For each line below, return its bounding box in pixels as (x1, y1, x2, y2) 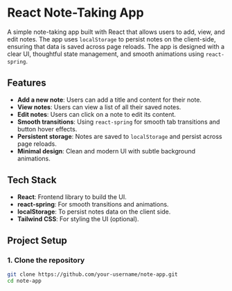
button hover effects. (17, 124, 78, 133)
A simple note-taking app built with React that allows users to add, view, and (7, 28, 225, 36)
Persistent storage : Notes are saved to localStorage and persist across (17, 132, 223, 140)
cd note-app (7, 278, 42, 285)
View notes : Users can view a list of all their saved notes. (17, 102, 181, 111)
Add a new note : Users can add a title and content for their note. (17, 95, 202, 104)
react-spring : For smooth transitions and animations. (17, 200, 169, 208)
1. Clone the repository (7, 255, 85, 265)
